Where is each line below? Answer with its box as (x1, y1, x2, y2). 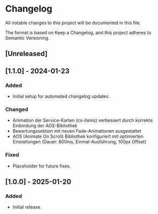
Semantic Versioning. (5, 35, 49, 41)
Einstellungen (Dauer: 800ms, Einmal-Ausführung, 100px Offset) (12, 139, 146, 145)
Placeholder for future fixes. (12, 163, 71, 169)
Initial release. (12, 204, 42, 210)
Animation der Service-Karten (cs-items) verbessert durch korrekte (12, 117, 153, 124)
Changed (5, 105, 29, 113)
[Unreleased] (5, 49, 48, 58)
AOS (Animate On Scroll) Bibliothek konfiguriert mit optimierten (12, 133, 144, 139)
